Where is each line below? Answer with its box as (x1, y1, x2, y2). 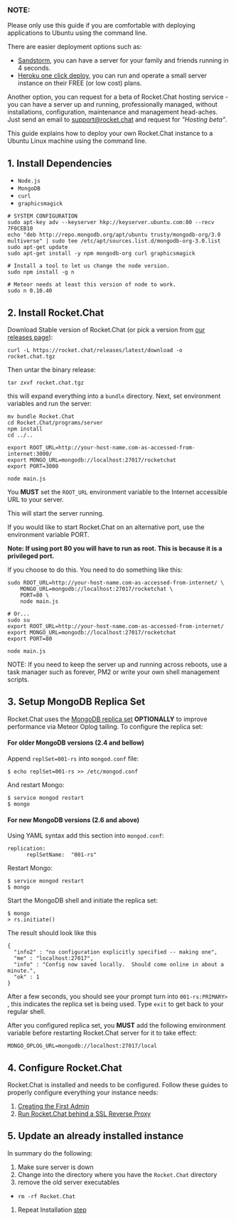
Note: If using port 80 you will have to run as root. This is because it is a (7, 544, 222, 553)
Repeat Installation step (17, 1205, 87, 1214)
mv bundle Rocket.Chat (7, 412, 75, 420)
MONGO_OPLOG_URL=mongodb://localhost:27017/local (7, 1043, 158, 1050)
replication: (7, 845, 46, 853)
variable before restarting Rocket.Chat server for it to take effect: (7, 1029, 197, 1038)
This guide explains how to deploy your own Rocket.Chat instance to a (7, 129, 213, 138)
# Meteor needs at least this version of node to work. (7, 281, 176, 289)
